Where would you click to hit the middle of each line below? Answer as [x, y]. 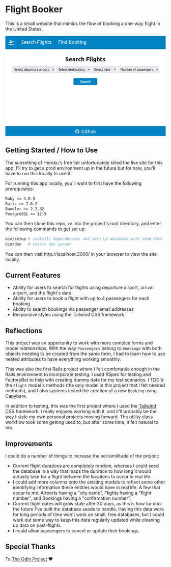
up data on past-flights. [37, 525]
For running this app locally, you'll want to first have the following [74, 183]
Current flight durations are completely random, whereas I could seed [86, 466]
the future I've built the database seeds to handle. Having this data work [88, 509]
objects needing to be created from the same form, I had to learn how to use [85, 354]
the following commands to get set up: [46, 229]
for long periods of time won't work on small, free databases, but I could [88, 515]
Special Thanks [30, 547]
